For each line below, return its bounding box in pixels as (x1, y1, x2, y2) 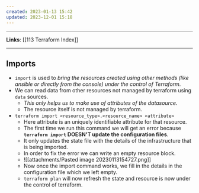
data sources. (14, 93, 49, 101)
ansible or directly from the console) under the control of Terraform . (14, 81, 181, 88)
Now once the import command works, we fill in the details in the (23, 162, 182, 169)
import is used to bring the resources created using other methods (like (14, 75, 190, 82)
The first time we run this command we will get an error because (23, 125, 182, 132)
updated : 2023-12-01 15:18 (6, 14, 73, 20)
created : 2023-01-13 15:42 (6, 8, 73, 15)
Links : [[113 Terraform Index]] (6, 36, 79, 43)
